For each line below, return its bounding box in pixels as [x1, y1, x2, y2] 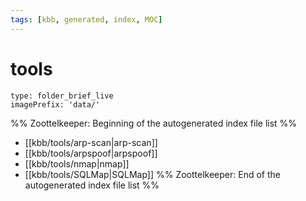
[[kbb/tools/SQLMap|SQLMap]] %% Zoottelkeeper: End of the [24, 168, 281, 180]
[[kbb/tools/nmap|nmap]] [24, 157, 130, 170]
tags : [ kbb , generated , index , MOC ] [10, 14, 163, 25]
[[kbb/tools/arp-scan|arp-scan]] [24, 136, 158, 148]
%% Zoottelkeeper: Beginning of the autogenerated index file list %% [10, 117, 298, 129]
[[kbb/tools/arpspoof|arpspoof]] [24, 147, 158, 159]
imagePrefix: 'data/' [10, 99, 101, 110]
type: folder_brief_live [10, 91, 114, 101]
